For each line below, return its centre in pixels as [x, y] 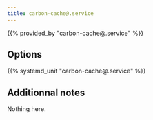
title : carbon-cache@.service [51, 13]
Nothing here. [27, 109]
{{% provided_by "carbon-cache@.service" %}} [75, 33]
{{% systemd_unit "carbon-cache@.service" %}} [76, 71]
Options [25, 55]
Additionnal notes [46, 92]
